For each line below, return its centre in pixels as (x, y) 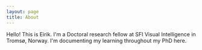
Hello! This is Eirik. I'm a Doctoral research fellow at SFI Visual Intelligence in (101, 34)
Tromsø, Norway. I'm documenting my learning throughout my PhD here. (96, 40)
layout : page (23, 12)
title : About (23, 17)
